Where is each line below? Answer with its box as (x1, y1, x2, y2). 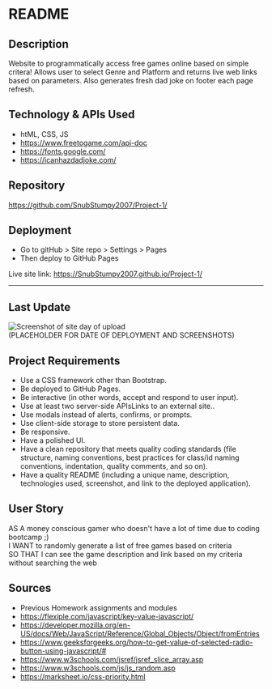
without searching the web (8, 558, 97, 568)
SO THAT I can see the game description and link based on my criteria (8, 549, 243, 559)
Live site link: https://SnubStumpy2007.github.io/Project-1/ (8, 269, 203, 279)
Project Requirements (8, 354, 121, 368)
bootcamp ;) (8, 532, 49, 542)
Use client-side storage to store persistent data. (19, 419, 180, 428)
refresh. (8, 84, 35, 94)
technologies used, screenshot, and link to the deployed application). (19, 478, 251, 488)
